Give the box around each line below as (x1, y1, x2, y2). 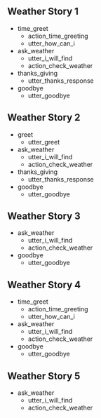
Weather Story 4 (7, 278, 81, 290)
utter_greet (27, 137, 60, 146)
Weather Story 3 (7, 210, 81, 222)
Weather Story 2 (7, 112, 81, 123)
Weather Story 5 (7, 370, 81, 382)
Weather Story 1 (7, 6, 79, 18)
